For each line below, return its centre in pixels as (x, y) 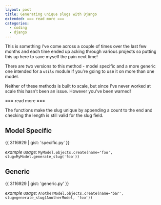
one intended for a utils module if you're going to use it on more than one (80, 71)
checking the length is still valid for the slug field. (54, 115)
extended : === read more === (35, 19)
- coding (18, 28)
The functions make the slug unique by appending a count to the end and (79, 110)
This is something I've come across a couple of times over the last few (76, 46)
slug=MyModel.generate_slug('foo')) (42, 157)
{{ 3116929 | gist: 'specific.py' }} (37, 142)
